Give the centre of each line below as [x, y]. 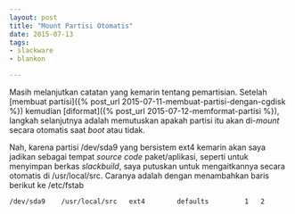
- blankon [28, 59]
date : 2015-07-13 [41, 34]
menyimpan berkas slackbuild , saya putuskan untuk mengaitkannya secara [147, 166]
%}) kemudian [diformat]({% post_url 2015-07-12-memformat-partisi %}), [144, 111]
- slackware [31, 51]
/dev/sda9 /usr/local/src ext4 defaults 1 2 [137, 202]
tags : [19, 42]
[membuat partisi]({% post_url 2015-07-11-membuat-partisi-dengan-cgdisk [147, 102]
